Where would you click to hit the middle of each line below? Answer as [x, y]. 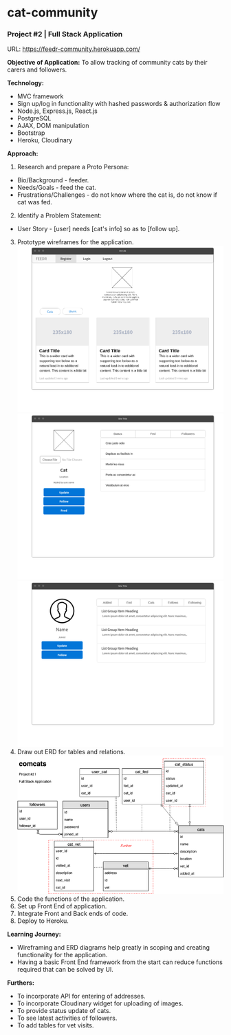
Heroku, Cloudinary [45, 140]
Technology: [26, 83]
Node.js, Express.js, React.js [57, 111]
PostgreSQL [34, 118]
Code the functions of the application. [71, 899]
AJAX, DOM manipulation [53, 126]
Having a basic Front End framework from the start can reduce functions [120, 962]
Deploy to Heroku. [43, 921]
